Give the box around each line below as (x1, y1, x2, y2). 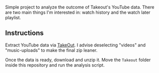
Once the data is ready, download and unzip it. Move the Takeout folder (5, 57, 151, 63)
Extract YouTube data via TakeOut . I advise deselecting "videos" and (5, 42, 146, 48)
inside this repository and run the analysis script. (5, 62, 105, 68)
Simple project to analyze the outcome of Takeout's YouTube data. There (5, 4, 155, 10)
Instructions (5, 29, 44, 37)
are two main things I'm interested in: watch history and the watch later (5, 9, 151, 15)
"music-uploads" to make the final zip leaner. (5, 47, 98, 53)
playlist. (5, 15, 21, 20)
